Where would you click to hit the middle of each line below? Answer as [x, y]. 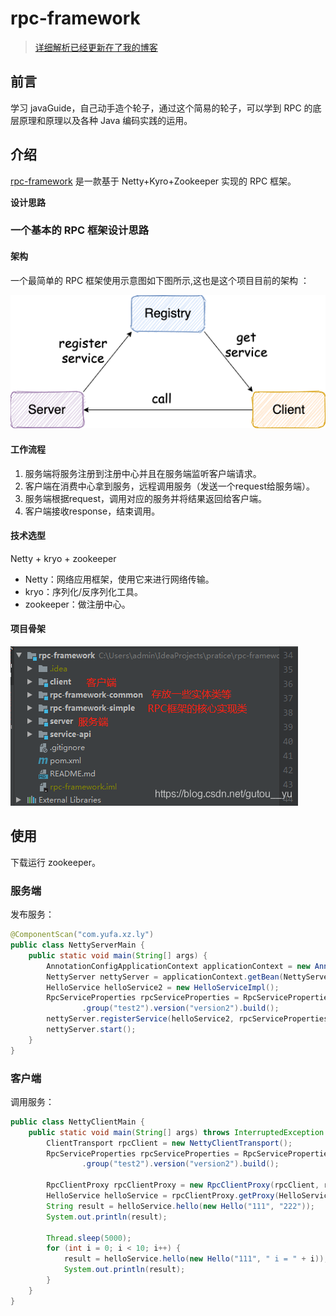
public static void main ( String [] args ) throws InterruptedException [176, 1132]
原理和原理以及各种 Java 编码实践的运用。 [105, 120]
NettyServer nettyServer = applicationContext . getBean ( [165, 977]
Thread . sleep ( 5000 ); [89, 1238]
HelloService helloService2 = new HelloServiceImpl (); [163, 987]
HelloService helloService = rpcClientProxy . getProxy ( [163, 1196]
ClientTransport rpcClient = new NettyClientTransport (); [169, 1143]
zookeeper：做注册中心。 [77, 604]
